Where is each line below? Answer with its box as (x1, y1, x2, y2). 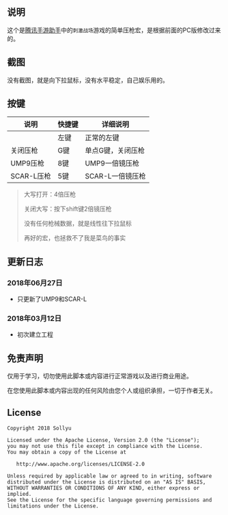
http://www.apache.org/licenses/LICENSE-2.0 (16, 461, 145, 468)
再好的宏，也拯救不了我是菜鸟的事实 (23, 234, 126, 242)
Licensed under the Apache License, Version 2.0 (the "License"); (7, 437, 200, 444)
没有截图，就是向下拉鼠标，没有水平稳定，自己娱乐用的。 (7, 76, 169, 84)
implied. (7, 491, 32, 498)
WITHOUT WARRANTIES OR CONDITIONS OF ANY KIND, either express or (7, 485, 200, 492)
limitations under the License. (7, 503, 99, 510)
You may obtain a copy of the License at (7, 449, 127, 456)
